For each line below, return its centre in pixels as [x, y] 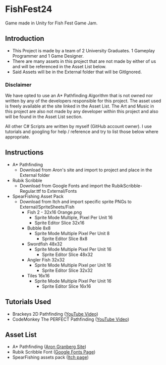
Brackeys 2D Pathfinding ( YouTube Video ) [55, 314]
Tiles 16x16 [38, 275]
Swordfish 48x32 [45, 244]
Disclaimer [18, 85]
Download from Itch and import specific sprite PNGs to [76, 201]
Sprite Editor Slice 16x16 [66, 286]
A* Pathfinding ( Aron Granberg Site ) [49, 347]
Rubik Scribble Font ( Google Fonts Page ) [54, 352]
